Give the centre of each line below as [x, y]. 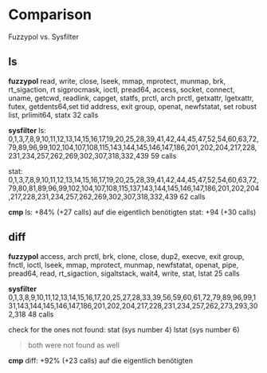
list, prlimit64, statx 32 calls [53, 115]
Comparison [50, 15]
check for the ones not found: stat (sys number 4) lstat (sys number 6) [124, 329]
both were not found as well [73, 345]
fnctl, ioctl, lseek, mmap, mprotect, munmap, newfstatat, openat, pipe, [124, 265]
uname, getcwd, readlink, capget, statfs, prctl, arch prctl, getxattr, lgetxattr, [131, 98]
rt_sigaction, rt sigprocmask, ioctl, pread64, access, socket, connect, [122, 89]
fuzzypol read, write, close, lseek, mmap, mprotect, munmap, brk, [117, 80]
